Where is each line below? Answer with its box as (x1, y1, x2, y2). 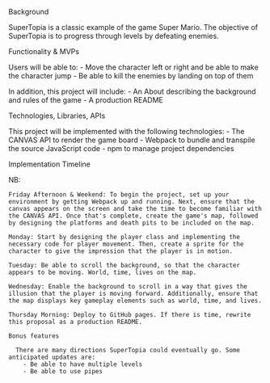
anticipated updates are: (8, 353, 95, 361)
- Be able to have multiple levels (23, 360, 143, 368)
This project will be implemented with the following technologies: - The (8, 127, 245, 136)
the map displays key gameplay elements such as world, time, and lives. (8, 297, 263, 305)
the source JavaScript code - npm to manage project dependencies (8, 144, 234, 153)
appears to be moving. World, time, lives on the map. (8, 268, 197, 276)
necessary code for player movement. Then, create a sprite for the (8, 240, 244, 248)
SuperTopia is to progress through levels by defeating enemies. (8, 32, 220, 40)
